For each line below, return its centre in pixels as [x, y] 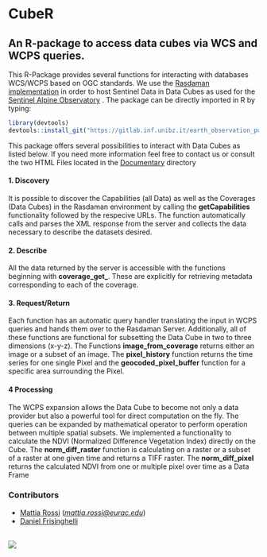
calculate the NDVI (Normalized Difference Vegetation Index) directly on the [132, 441]
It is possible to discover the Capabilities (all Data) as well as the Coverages [132, 198]
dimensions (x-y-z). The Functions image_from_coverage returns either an [131, 346]
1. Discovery [29, 180]
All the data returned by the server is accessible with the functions [117, 268]
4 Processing [31, 389]
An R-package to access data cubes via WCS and [133, 43]
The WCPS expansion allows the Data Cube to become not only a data [124, 407]
